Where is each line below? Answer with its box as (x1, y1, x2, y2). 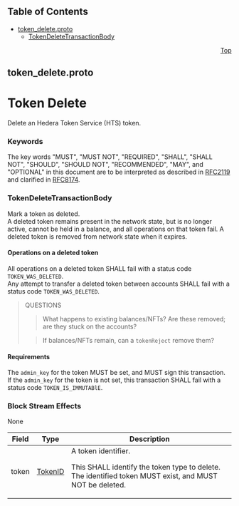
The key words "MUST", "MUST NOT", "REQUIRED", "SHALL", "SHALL (7, 153, 213, 161)
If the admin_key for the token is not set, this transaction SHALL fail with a (7, 376, 221, 384)
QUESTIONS (24, 301, 62, 309)
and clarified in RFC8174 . (7, 175, 80, 184)
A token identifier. (70, 446, 131, 456)
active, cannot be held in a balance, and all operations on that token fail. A (7, 224, 224, 233)
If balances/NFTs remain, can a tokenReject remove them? (42, 336, 215, 344)
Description (129, 434, 171, 444)
